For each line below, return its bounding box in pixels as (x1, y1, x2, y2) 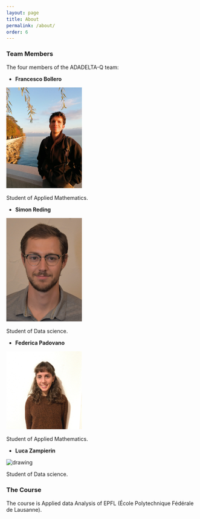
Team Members (6, 50, 53, 58)
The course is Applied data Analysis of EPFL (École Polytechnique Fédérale (6, 500, 194, 507)
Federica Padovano (15, 339, 65, 346)
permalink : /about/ (6, 22, 56, 28)
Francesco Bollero (15, 75, 62, 82)
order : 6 (6, 29, 28, 35)
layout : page (6, 10, 39, 16)
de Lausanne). (6, 506, 42, 513)
